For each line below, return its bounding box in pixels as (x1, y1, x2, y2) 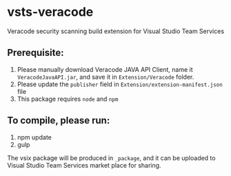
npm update (17, 133, 52, 141)
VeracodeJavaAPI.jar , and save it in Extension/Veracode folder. (17, 72, 194, 81)
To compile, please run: (7, 115, 110, 126)
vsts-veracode (7, 4, 94, 20)
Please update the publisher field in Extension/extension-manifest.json (17, 80, 223, 88)
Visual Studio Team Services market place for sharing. (7, 161, 161, 169)
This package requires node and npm (17, 95, 119, 103)
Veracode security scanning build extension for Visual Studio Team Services (7, 27, 225, 35)
